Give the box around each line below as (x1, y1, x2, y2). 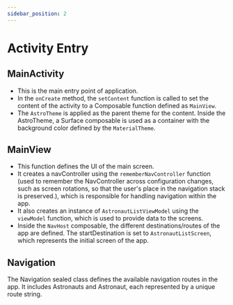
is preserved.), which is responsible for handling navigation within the (17, 192, 217, 200)
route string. (7, 290, 42, 299)
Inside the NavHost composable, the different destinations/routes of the (17, 221, 220, 230)
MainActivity (7, 68, 65, 80)
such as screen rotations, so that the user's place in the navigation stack (17, 184, 225, 193)
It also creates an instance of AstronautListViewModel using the (17, 207, 200, 215)
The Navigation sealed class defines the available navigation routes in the (7, 275, 218, 283)
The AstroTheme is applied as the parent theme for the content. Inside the (17, 109, 226, 117)
